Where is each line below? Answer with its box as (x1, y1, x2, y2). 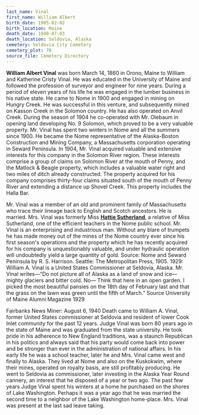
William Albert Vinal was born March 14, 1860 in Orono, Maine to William (6, 69, 185, 76)
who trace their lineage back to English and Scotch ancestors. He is (6, 207, 172, 214)
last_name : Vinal (6, 8, 49, 15)
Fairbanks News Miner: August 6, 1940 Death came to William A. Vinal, (6, 307, 179, 314)
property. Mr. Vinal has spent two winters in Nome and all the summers (6, 126, 180, 133)
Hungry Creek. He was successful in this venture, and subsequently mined (6, 100, 189, 108)
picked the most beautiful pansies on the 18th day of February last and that (6, 283, 189, 290)
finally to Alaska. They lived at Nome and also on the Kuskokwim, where (6, 357, 182, 364)
